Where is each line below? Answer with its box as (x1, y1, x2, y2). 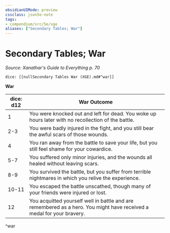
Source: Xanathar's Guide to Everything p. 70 (5, 65, 100, 71)
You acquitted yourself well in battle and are (29, 198, 134, 205)
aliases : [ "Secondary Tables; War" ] (5, 26, 82, 31)
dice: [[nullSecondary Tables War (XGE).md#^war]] (5, 74, 114, 80)
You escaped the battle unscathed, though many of (29, 183, 151, 190)
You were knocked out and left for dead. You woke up (29, 110, 157, 117)
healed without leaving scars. (29, 160, 99, 167)
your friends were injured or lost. (29, 189, 107, 196)
